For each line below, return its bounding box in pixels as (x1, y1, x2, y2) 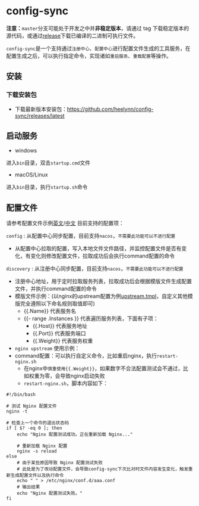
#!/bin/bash (6, 392, 36, 398)
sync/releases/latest (14, 112, 65, 119)
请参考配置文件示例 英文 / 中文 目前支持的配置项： (6, 219, 124, 227)
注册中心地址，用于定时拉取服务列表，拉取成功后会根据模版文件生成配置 (14, 278, 192, 285)
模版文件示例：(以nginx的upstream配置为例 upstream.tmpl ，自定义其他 (14, 293, 188, 300)
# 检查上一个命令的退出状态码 (6, 420, 70, 426)
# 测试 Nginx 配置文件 (6, 403, 57, 409)
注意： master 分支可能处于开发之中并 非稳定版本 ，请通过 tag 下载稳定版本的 (6, 24, 189, 32)
